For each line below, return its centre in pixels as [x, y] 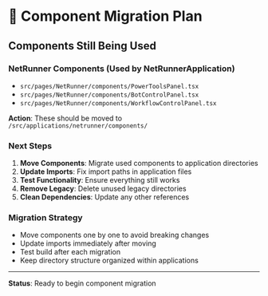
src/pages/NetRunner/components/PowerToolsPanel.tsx [109, 86]
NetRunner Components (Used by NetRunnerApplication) [122, 69]
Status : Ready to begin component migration [83, 283]
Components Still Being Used [83, 46]
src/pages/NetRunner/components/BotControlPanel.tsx [109, 95]
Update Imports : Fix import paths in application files [106, 172]
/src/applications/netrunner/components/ [78, 126]
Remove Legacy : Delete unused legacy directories [103, 189]
